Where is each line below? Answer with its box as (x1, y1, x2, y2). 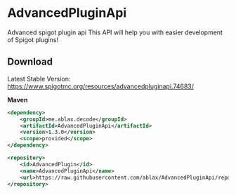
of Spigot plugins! (7, 35, 58, 43)
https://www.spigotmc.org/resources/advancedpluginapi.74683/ (7, 82, 195, 90)
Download (7, 56, 53, 68)
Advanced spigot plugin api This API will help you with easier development (7, 28, 223, 36)
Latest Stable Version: (7, 74, 71, 83)
